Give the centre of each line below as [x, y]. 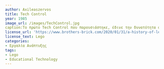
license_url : [18, 32]
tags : [10, 50]
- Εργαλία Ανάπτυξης [26, 46]
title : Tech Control [26, 14]
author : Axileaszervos [28, 9]
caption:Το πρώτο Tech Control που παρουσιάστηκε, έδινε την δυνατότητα [81, 28]
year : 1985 [16, 18]
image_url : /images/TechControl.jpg [42, 23]
